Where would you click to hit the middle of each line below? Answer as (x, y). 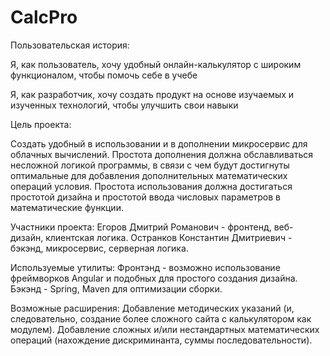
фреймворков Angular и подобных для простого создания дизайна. (154, 278)
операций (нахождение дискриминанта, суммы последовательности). (161, 340)
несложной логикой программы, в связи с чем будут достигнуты (150, 165)
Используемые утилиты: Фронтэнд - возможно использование (145, 267)
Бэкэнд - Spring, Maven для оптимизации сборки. (116, 288)
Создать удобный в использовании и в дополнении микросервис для (159, 143)
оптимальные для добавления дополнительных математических (149, 175)
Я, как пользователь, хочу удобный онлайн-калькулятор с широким (156, 64)
